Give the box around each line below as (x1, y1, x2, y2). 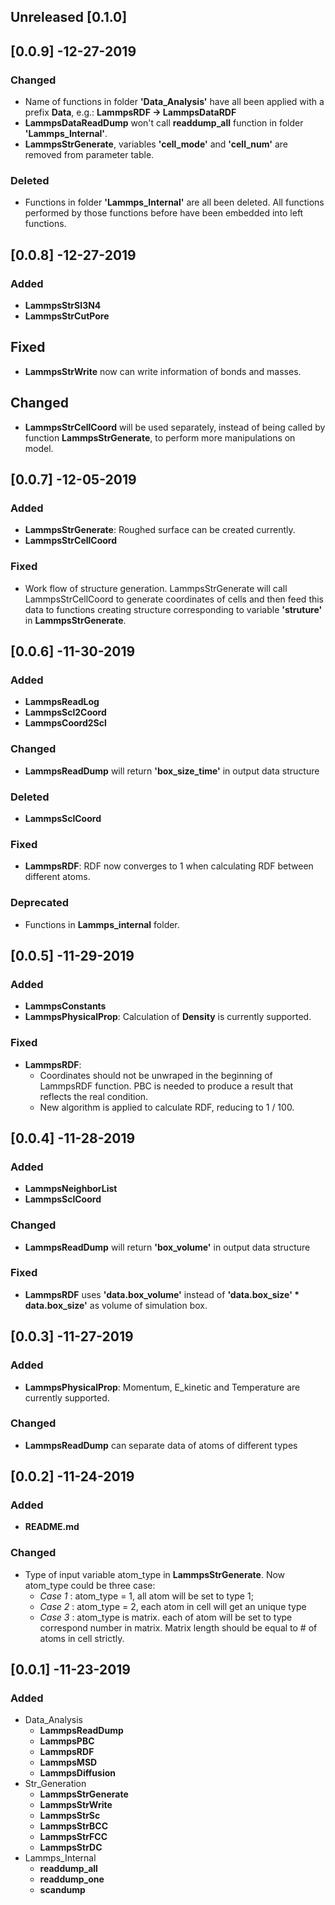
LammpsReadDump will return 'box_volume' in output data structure (24, 1241, 311, 1253)
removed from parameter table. (24, 149, 155, 161)
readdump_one (39, 1873, 105, 1885)
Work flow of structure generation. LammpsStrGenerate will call (24, 582, 288, 594)
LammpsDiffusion (39, 1767, 116, 1779)
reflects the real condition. (39, 1090, 149, 1102)
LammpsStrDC (39, 1841, 103, 1854)
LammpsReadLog (24, 696, 100, 708)
